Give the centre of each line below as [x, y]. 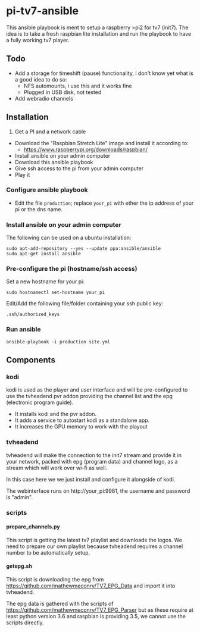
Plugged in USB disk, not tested [62, 92]
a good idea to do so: [41, 79]
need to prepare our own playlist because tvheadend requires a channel [95, 546]
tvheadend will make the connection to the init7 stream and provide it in [94, 455]
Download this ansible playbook [54, 162]
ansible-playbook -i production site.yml [58, 342]
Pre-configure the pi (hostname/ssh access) [72, 269]
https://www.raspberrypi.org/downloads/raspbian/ [85, 149]
